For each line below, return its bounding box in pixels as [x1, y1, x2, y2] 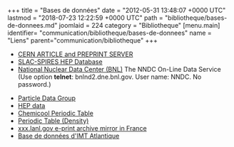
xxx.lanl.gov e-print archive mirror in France [17, 124, 148, 132]
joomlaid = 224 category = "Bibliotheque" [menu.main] [58, 21, 220, 29]
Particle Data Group [17, 94, 76, 102]
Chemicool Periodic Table [17, 109, 94, 117]
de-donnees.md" [7, 21, 58, 29]
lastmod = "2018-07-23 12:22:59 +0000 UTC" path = [7, 13, 164, 22]
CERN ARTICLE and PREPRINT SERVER [17, 50, 133, 58]
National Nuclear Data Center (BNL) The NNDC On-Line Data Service [17, 65, 221, 73]
